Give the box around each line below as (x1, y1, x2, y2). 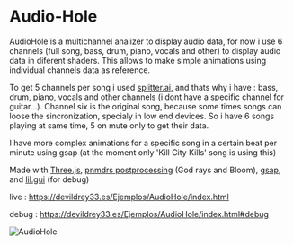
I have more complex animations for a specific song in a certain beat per (9, 137, 277, 148)
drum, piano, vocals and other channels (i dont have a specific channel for (9, 92, 285, 102)
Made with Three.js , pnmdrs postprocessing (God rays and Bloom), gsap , (9, 164, 281, 175)
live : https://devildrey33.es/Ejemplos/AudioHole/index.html (9, 191, 229, 202)
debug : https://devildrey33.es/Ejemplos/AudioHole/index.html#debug (9, 208, 270, 219)
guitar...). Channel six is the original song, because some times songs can (9, 101, 282, 111)
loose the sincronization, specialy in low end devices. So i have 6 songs (9, 110, 275, 121)
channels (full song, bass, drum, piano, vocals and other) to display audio (9, 45, 281, 56)
